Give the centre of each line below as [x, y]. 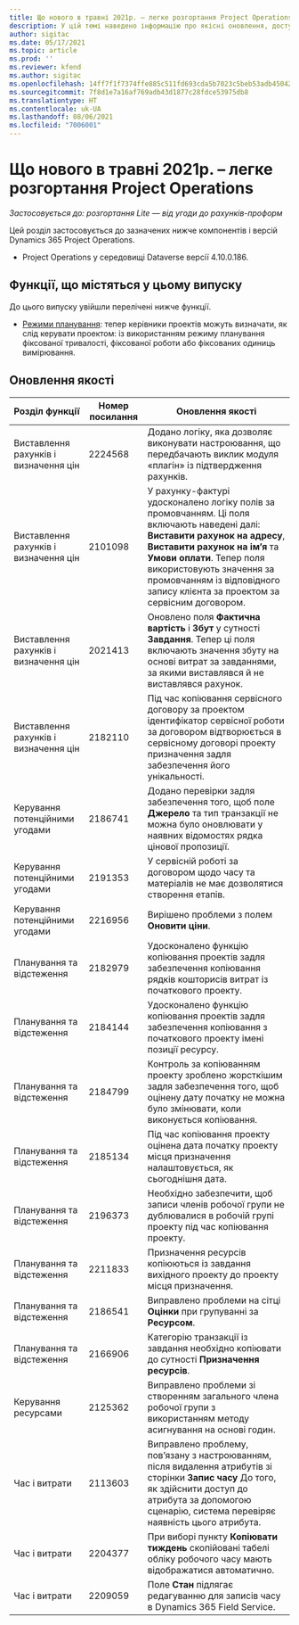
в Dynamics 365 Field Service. [211, 1606]
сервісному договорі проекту [211, 743]
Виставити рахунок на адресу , [216, 535]
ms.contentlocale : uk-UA [55, 109]
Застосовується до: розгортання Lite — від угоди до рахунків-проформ [146, 213]
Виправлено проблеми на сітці [214, 1300]
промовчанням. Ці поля [198, 513]
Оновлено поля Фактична [204, 616]
